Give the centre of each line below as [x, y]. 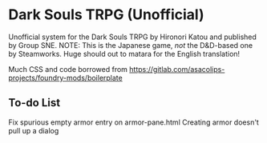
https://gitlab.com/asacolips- [177, 69]
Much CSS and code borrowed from [68, 69]
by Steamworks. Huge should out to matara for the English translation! [124, 54]
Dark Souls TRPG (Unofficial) [106, 15]
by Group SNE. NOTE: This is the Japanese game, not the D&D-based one [131, 45]
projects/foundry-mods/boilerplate [65, 77]
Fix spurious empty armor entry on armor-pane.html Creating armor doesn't [133, 122]
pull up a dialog [34, 130]
